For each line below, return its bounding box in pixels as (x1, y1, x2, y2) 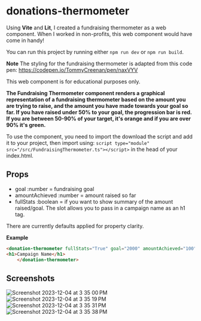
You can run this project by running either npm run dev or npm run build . (6, 48, 184, 55)
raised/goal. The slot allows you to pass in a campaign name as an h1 (14, 204, 185, 211)
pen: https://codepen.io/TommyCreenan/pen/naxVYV (6, 66, 138, 73)
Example (6, 234, 29, 241)
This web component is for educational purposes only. (6, 78, 141, 85)
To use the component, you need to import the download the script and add (6, 133, 193, 140)
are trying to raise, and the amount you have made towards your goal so (6, 102, 188, 109)
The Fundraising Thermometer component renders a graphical (6, 89, 165, 96)
